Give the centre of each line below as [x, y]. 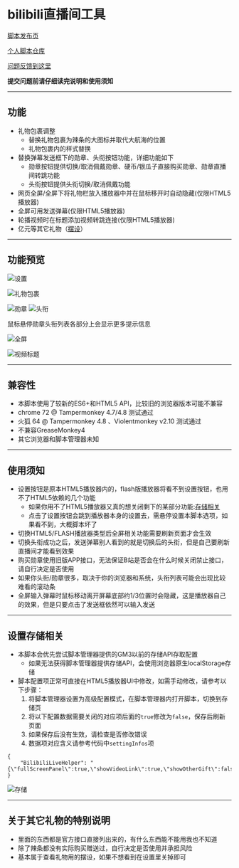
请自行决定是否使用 [46, 569]
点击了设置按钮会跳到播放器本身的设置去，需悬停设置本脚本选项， [125, 516]
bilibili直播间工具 [57, 15]
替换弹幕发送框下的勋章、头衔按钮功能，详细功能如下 [96, 157]
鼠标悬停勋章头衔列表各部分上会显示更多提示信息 [79, 324]
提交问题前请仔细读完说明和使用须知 [60, 81]
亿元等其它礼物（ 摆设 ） [52, 228]
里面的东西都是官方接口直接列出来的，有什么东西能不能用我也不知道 [117, 839]
